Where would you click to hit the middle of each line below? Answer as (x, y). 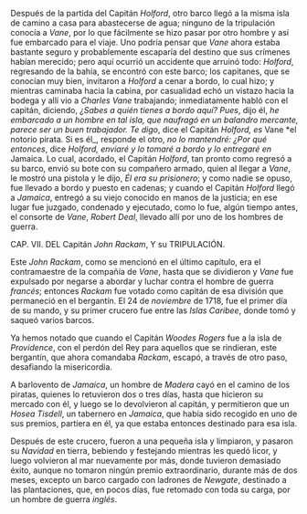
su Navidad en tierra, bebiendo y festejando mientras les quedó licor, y (144, 451)
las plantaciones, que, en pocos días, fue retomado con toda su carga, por (150, 489)
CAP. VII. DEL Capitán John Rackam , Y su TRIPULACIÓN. (118, 244)
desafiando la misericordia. (62, 367)
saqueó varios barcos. (53, 320)
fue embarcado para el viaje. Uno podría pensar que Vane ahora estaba (145, 42)
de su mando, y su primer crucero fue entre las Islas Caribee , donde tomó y (153, 310)
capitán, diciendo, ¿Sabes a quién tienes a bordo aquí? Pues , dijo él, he (145, 110)
